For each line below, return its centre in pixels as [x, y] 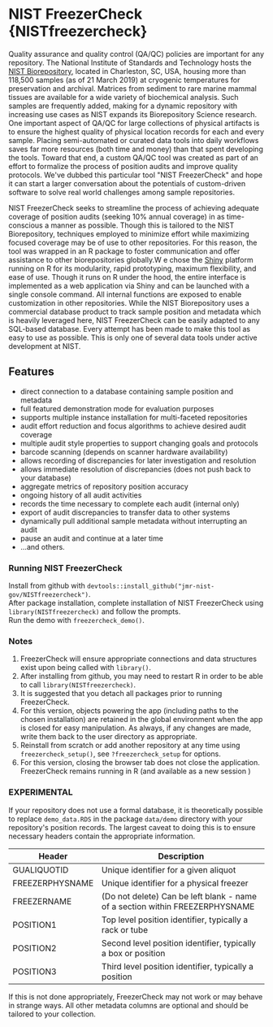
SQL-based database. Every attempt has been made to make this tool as [129, 329]
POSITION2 [35, 948]
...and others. [42, 546]
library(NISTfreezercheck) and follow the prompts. [95, 611]
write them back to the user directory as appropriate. [108, 737]
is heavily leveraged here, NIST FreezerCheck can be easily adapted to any [134, 320]
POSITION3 [35, 971]
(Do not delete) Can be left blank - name [179, 896]
